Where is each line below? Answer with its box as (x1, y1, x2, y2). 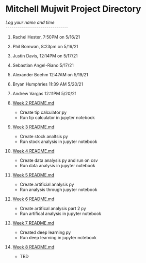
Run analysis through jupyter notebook (19, 186, 97, 193)
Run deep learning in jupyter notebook (19, 234, 97, 240)
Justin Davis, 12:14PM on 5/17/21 (12, 53, 78, 59)
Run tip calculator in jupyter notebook (19, 114, 95, 120)
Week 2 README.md (12, 100, 55, 105)
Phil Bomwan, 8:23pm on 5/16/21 (12, 43, 79, 49)
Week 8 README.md (12, 244, 55, 250)
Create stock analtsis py (19, 133, 68, 139)
